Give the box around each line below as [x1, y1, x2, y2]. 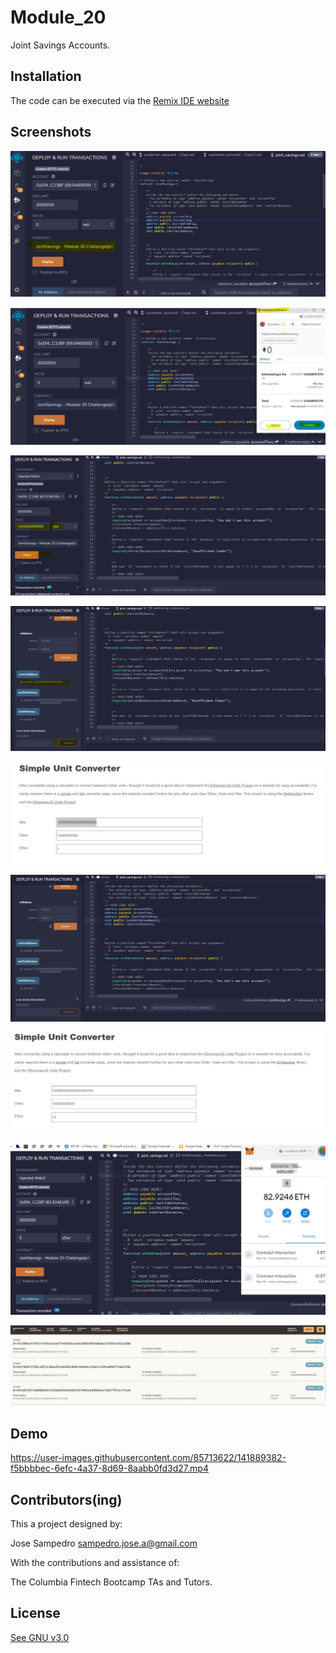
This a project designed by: [10, 1517, 123, 1530]
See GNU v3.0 [10, 1631, 70, 1643]
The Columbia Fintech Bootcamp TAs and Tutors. [10, 1576, 213, 1588]
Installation [10, 68, 82, 85]
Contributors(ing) [10, 1491, 123, 1508]
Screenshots [10, 124, 92, 141]
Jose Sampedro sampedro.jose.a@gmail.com [10, 1537, 198, 1549]
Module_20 [10, 6, 107, 29]
